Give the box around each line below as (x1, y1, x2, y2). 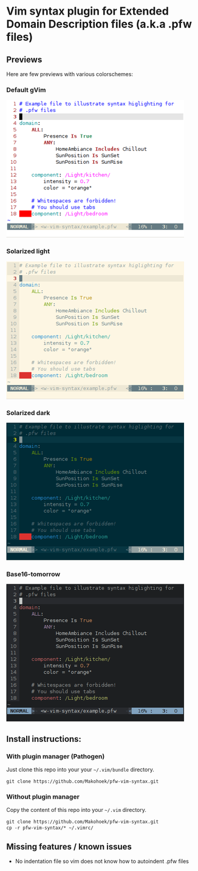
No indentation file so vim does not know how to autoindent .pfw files (15, 857, 189, 865)
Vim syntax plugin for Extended (6, 4, 169, 18)
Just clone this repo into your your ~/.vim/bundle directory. (6, 766, 155, 773)
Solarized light (6, 247, 50, 256)
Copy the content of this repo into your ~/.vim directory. (6, 806, 147, 814)
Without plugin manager (6, 792, 80, 801)
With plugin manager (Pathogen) (6, 752, 105, 760)
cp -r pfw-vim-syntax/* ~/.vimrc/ (6, 825, 94, 831)
